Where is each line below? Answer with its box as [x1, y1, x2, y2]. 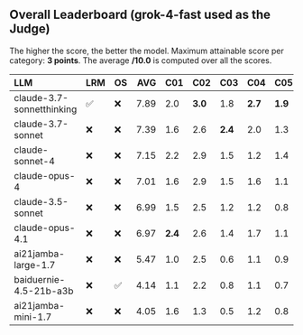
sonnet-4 [14, 154, 56, 167]
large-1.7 [14, 258, 56, 271]
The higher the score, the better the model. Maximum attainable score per [9, 45, 284, 56]
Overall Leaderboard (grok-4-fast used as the [9, 7, 271, 23]
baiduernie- [14, 273, 66, 285]
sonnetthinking [14, 103, 78, 116]
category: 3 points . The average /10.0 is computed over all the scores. [9, 54, 272, 66]
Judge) [9, 22, 51, 37]
